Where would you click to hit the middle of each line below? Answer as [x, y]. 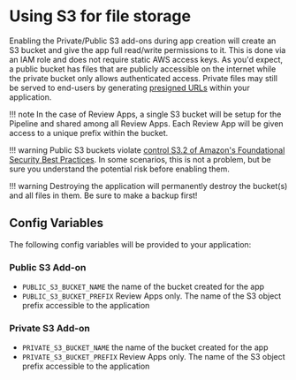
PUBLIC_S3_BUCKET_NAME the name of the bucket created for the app [143, 287]
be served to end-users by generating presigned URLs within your [129, 87]
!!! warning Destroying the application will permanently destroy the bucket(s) [148, 186]
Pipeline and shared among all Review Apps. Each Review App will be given [147, 123]
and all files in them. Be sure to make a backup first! [103, 195]
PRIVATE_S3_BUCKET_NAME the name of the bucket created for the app [145, 347]
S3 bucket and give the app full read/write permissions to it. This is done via [148, 49]
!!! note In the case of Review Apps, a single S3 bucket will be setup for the [145, 114]
